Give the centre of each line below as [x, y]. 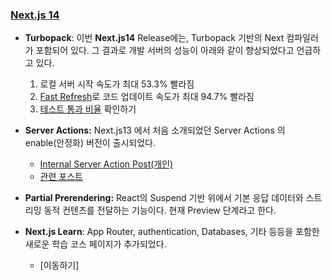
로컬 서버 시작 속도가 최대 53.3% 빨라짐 [117, 84]
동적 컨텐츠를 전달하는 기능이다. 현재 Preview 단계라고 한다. [160, 210]
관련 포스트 [61, 177]
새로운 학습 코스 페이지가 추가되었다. [95, 244]
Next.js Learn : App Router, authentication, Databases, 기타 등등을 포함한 [172, 232]
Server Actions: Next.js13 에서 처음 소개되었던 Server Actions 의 [155, 130]
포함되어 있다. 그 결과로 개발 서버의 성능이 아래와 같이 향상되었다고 [165, 50]
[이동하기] [59, 265]
